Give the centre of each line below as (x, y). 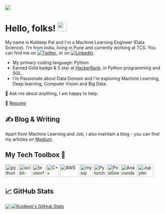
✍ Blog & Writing (32, 119)
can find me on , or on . (50, 53)
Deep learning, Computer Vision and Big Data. (60, 84)
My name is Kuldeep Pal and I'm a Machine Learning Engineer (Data (75, 42)
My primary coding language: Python (50, 62)
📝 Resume (16, 103)
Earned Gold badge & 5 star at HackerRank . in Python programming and (86, 68)
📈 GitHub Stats (29, 191)
